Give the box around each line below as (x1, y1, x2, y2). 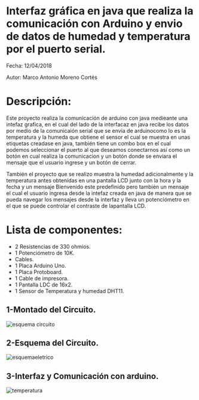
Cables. (14, 255, 34, 262)
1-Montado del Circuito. (6, 305, 96, 315)
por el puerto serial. (6, 42, 106, 56)
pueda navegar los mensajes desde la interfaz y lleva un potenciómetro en (6, 196, 189, 203)
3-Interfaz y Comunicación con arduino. (6, 371, 159, 381)
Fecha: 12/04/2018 (6, 62, 52, 69)
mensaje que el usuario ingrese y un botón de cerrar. (6, 158, 136, 166)
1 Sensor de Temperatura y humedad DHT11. (14, 287, 124, 294)
